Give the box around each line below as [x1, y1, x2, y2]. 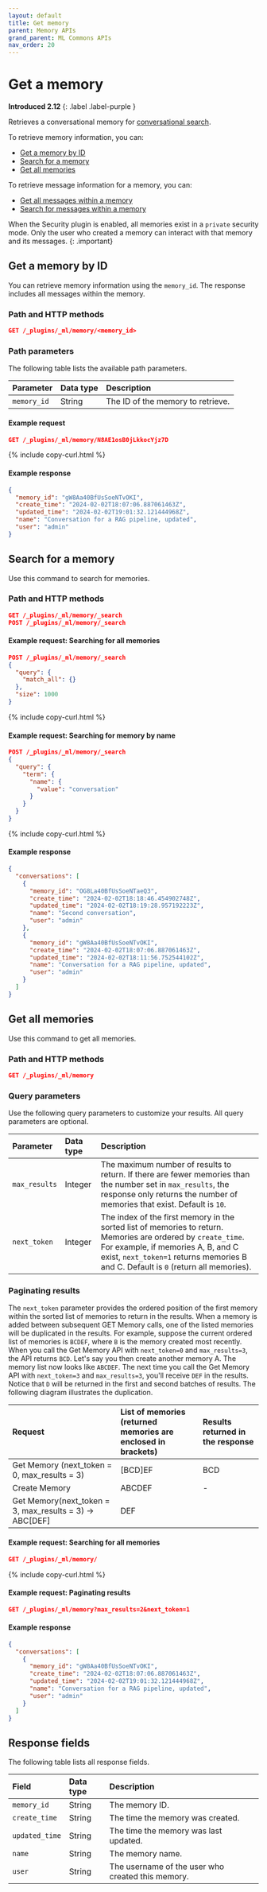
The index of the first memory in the [100, 1212, 234, 1223]
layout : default [8, 11, 62, 20]
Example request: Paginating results [8, 1588, 131, 1598]
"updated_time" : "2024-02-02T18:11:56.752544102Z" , [29, 953, 204, 962]
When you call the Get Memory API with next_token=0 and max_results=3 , [8, 1345, 248, 1355]
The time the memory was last [109, 1825, 222, 1836]
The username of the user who [109, 1861, 225, 1872]
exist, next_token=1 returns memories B [100, 1251, 248, 1262]
